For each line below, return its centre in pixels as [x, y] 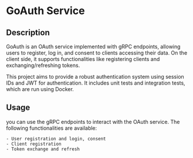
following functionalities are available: [52, 128]
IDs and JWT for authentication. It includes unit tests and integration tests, [96, 83]
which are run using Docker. [40, 89]
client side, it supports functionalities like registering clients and [83, 59]
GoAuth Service [45, 11]
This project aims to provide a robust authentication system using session [95, 77]
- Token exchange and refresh [43, 149]
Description [28, 33]
